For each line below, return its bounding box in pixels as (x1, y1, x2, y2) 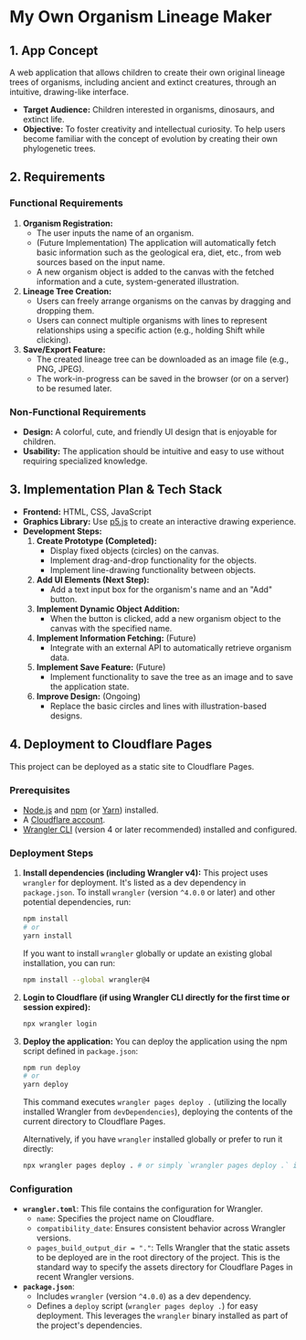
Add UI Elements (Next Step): (36, 574, 150, 585)
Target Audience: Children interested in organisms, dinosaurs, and (22, 104, 276, 115)
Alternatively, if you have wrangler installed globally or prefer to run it (22, 1133, 283, 1144)
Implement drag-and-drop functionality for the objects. (49, 555, 258, 566)
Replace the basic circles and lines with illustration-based (49, 700, 267, 711)
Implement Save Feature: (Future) (36, 661, 166, 673)
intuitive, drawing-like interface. (9, 87, 130, 97)
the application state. (49, 681, 130, 692)
